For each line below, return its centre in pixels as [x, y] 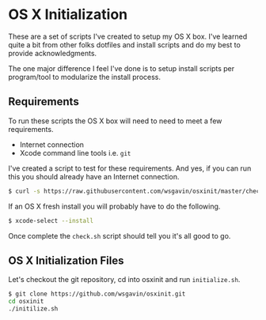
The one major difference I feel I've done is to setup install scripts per [122, 68]
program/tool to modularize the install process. [84, 77]
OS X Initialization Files [66, 260]
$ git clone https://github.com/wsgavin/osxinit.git [97, 294]
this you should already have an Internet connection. [94, 176]
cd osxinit [26, 302]
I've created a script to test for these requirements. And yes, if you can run [130, 168]
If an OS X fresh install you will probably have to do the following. [114, 206]
